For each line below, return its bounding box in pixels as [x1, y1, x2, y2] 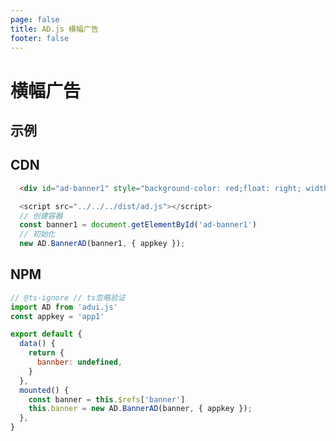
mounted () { [19, 385, 70, 395]
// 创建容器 [19, 211, 63, 221]
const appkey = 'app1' [10, 311, 105, 321]
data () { [19, 339, 56, 349]
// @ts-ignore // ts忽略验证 [10, 292, 126, 303]
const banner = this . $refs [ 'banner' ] [28, 394, 186, 405]
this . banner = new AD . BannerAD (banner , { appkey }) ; [28, 404, 253, 414]
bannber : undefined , [36, 357, 123, 368]
